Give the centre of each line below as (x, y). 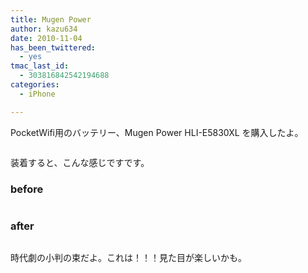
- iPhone (37, 94)
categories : (35, 85)
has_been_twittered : (53, 47)
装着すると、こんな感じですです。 (80, 162)
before (27, 189)
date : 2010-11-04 (46, 38)
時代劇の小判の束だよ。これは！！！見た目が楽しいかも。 (128, 258)
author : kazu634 (44, 29)
